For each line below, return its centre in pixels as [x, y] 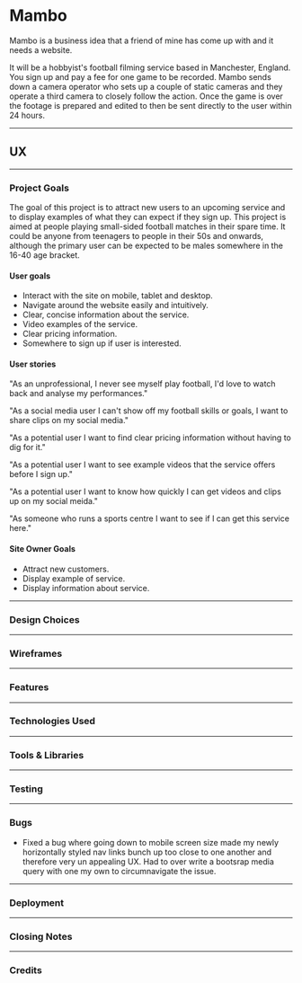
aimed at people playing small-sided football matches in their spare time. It [147, 226]
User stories [33, 364]
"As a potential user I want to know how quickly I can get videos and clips [145, 491]
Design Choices [44, 619]
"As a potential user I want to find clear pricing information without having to [151, 438]
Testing [26, 789]
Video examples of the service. [80, 324]
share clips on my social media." [69, 421]
